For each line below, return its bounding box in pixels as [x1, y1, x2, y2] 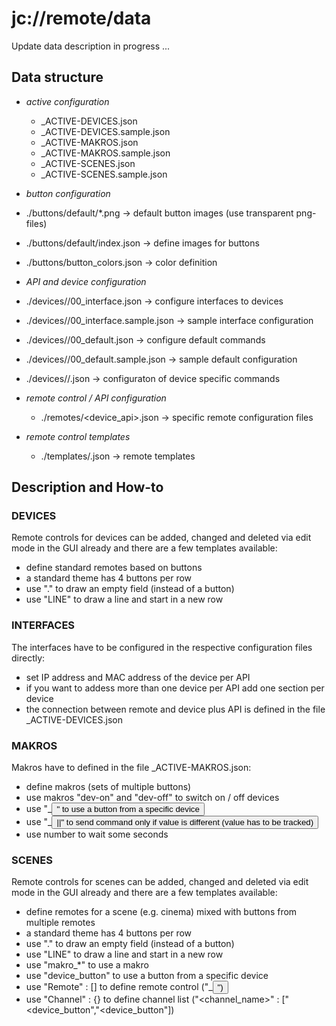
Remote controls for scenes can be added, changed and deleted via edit [11, 876, 309, 888]
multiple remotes [25, 917, 96, 929]
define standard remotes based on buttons [25, 562, 203, 574]
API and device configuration [25, 275, 147, 287]
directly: [11, 652, 46, 664]
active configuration [25, 95, 110, 107]
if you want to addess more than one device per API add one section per [25, 682, 325, 694]
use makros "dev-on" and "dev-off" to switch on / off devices [25, 792, 280, 804]
